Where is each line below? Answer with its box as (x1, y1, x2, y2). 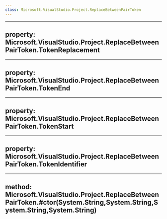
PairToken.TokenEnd (5, 84, 71, 92)
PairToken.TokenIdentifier (5, 160, 87, 169)
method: (5, 183, 32, 191)
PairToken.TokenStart (5, 122, 74, 131)
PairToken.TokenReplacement (5, 46, 100, 55)
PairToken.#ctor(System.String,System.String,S (5, 198, 158, 207)
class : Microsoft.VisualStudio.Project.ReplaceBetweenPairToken (5, 7, 141, 12)
